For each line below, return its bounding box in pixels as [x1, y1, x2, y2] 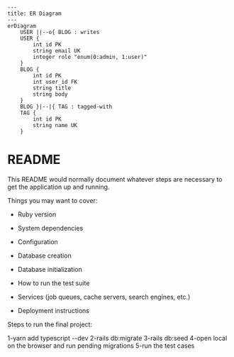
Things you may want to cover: [7, 196, 98, 204]
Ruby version [17, 210, 57, 219]
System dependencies [17, 224, 84, 232]
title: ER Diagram [7, 10, 62, 17]
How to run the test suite [17, 278, 90, 287]
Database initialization [17, 265, 83, 273]
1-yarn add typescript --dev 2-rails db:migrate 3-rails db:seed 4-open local [7, 334, 228, 342]
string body [33, 91, 69, 98]
